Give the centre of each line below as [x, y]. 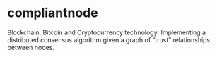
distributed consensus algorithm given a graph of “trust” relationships [109, 39]
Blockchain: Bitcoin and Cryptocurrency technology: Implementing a [107, 32]
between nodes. [31, 47]
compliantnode [53, 13]
